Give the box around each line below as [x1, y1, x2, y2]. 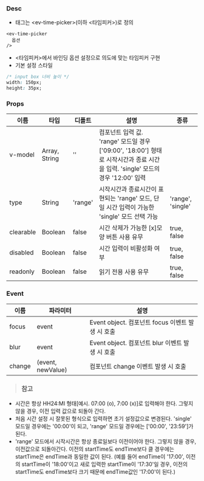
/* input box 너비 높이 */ [6, 74, 70, 80]
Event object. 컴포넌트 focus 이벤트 [89, 318, 187, 326]
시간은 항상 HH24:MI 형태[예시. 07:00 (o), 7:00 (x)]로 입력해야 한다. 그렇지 [15, 400, 194, 407]
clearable [9, 228, 36, 236]
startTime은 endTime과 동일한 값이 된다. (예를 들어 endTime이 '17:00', [15, 452, 185, 460]
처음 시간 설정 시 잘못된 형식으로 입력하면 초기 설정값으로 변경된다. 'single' [15, 415, 192, 422]
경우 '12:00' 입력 [99, 174, 146, 182]
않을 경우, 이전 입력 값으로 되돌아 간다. [15, 407, 106, 414]
